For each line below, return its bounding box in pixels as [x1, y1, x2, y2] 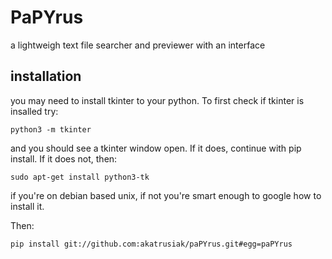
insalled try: [10, 105, 59, 117]
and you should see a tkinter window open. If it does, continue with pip [10, 142, 302, 154]
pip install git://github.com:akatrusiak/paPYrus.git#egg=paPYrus [10, 239, 293, 249]
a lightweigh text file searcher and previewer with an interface [10, 39, 266, 51]
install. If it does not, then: [10, 152, 118, 165]
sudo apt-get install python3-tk [10, 172, 150, 182]
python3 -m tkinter [10, 124, 92, 135]
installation [10, 68, 82, 85]
